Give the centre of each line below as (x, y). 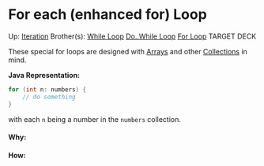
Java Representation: (44, 75)
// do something (49, 97)
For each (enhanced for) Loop (107, 15)
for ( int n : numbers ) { (47, 89)
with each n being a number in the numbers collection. (95, 119)
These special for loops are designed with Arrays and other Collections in (128, 51)
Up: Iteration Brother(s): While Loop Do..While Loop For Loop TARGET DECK (132, 36)
